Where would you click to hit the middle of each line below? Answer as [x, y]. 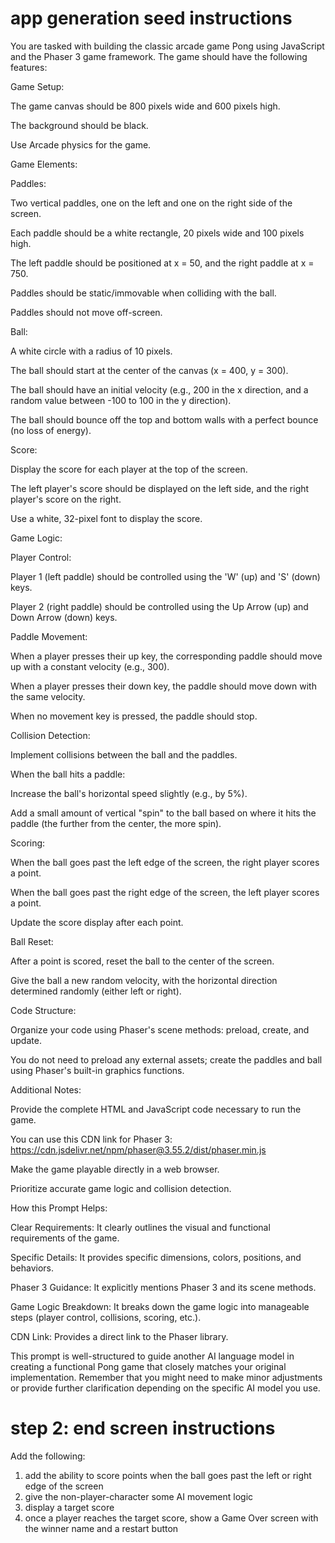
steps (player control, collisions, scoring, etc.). [106, 1317]
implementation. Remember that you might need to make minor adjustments [166, 1377]
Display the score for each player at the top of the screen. [129, 469]
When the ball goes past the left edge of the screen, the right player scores [165, 862]
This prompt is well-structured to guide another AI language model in [152, 1356]
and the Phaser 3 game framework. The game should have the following [159, 56]
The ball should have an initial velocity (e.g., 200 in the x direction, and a [159, 389]
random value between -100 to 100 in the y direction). [121, 400]
